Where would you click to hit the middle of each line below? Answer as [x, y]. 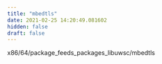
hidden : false [28, 26]
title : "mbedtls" [32, 14]
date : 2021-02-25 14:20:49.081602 [57, 20]
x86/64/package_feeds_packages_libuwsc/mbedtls [81, 53]
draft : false [26, 33]
